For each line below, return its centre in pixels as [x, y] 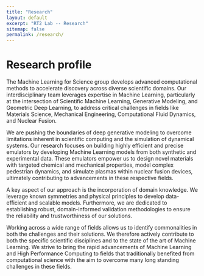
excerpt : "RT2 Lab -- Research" [47, 23]
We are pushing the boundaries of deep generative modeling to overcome [99, 133]
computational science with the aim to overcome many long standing [93, 260]
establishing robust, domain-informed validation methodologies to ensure [98, 209]
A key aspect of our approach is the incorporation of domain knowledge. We [102, 190]
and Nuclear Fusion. [31, 121]
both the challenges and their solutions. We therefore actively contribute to [100, 234]
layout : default [27, 18]
